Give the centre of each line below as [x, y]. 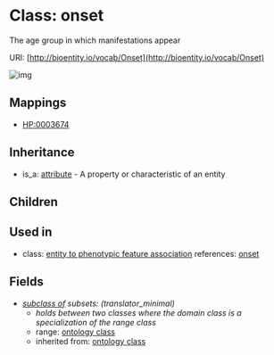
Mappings [38, 103]
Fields [27, 282]
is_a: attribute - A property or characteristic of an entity [124, 174]
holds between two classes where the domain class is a [139, 312]
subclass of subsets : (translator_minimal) [99, 303]
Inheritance [42, 153]
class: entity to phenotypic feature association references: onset [141, 253]
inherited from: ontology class [91, 341]
